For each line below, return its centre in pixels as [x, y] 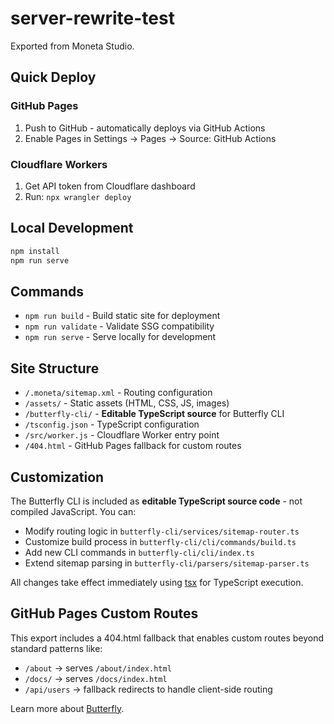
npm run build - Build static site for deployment [122, 316]
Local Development [72, 228]
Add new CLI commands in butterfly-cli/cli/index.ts [139, 552]
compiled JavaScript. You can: [73, 511]
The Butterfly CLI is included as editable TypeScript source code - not [156, 501]
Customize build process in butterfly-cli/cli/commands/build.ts [160, 541]
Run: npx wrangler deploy [78, 196]
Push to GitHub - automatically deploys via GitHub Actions [145, 128]
